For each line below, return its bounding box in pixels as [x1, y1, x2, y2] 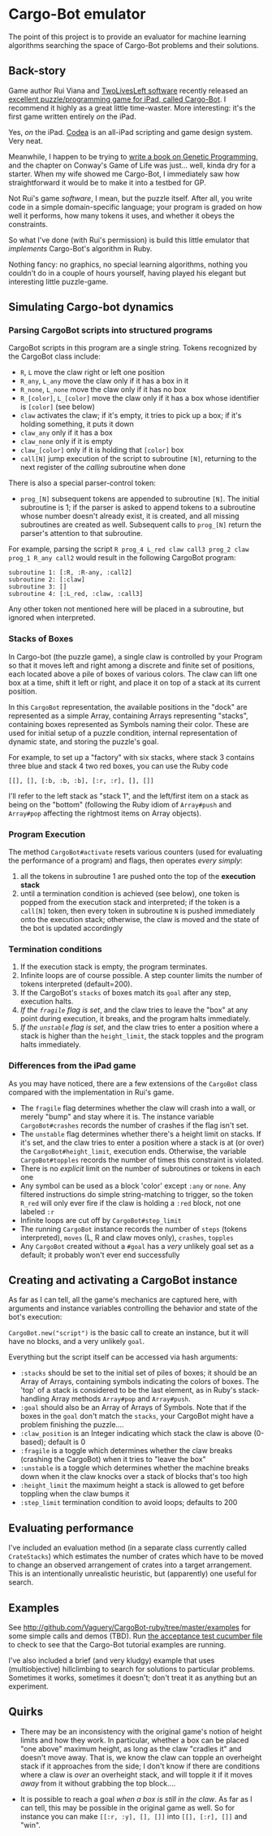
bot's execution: [8, 1312, 63, 1322]
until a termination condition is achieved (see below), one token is [19, 889, 240, 898]
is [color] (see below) [19, 402, 96, 411]
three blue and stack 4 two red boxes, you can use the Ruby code [8, 761, 229, 771]
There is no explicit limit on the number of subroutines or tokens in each [19, 1164, 261, 1173]
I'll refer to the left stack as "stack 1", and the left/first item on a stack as [8, 790, 249, 801]
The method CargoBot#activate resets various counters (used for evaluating [8, 847, 263, 857]
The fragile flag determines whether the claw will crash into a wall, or [19, 1103, 256, 1112]
